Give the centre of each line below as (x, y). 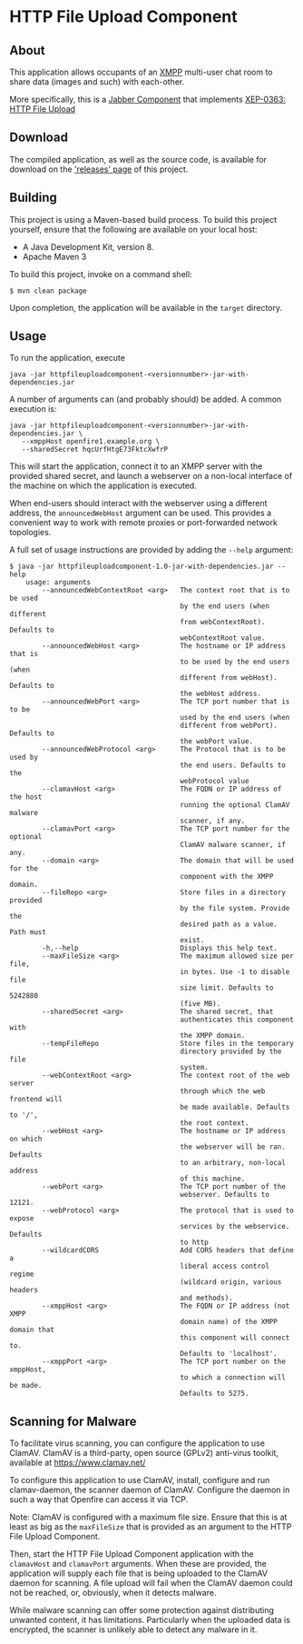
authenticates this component (237, 1020)
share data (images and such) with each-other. (97, 82)
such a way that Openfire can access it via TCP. (99, 1500)
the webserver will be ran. (233, 1147)
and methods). (206, 1298)
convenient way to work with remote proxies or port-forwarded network (144, 523)
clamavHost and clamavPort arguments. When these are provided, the (138, 1564)
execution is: (33, 409)
